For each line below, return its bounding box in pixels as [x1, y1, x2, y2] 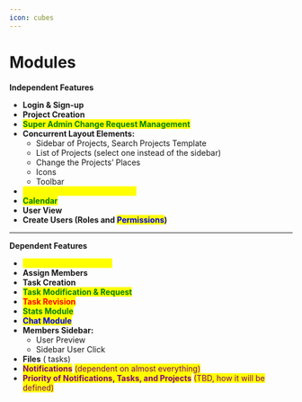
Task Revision [22, 296, 76, 306]
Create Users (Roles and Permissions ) [22, 214, 168, 225]
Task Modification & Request [22, 286, 133, 297]
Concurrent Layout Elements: [22, 128, 135, 139]
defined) [22, 382, 55, 393]
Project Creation [22, 109, 85, 120]
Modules [9, 51, 76, 72]
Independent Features [9, 82, 94, 93]
